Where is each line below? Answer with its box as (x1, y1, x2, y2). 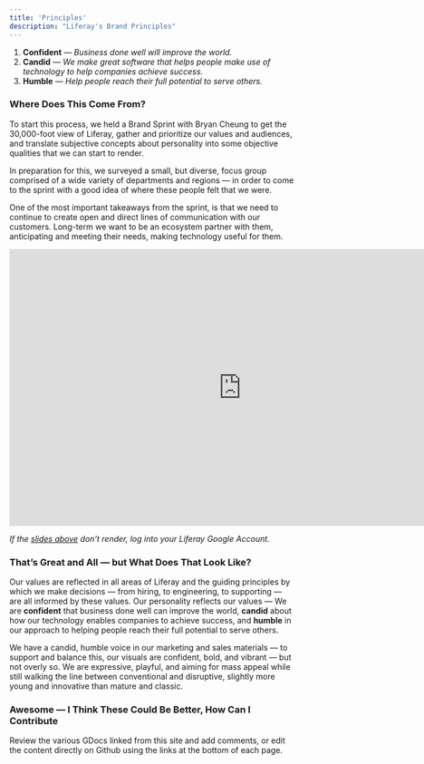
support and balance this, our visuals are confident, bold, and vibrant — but (9, 652, 292, 662)
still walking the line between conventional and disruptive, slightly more (9, 672, 275, 682)
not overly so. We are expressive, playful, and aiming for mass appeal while (9, 662, 292, 672)
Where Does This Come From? (9, 98, 147, 111)
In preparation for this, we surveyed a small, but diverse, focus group (9, 165, 267, 176)
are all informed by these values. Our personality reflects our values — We (9, 595, 287, 607)
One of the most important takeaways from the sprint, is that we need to (9, 201, 279, 213)
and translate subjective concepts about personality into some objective (9, 138, 279, 149)
